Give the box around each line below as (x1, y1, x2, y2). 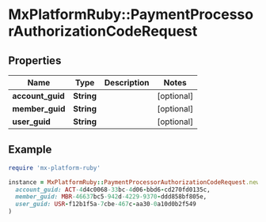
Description (104, 77, 150, 88)
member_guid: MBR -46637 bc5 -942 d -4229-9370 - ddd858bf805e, (15, 193, 207, 201)
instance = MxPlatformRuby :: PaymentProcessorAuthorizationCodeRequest (8, 178, 246, 186)
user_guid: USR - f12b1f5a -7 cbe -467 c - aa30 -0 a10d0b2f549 (15, 200, 196, 209)
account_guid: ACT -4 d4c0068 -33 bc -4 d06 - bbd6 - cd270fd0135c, (15, 186, 211, 194)
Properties (8, 54, 62, 67)
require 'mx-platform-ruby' (8, 164, 101, 171)
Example (8, 143, 52, 156)
